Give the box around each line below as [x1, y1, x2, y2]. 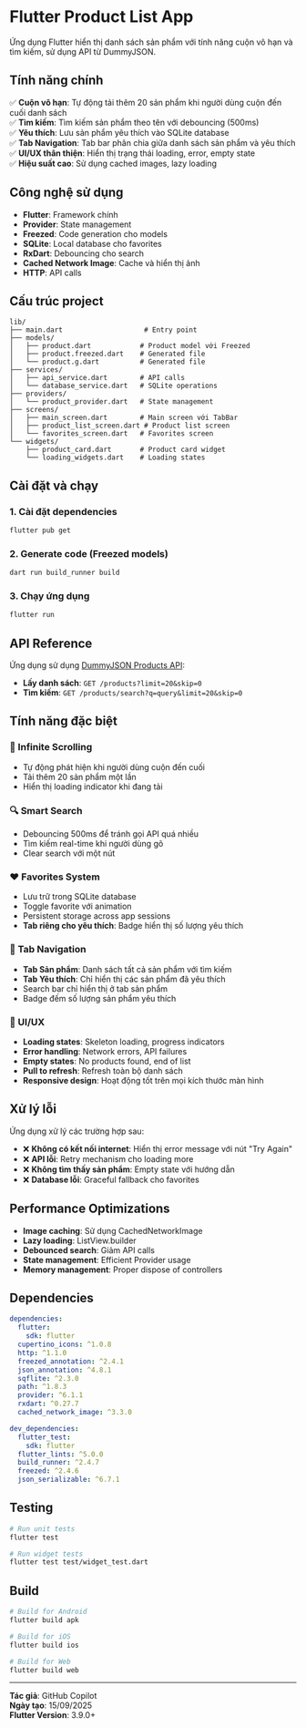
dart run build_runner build [9, 568, 120, 578]
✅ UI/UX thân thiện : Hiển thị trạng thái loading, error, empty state [9, 148, 256, 159]
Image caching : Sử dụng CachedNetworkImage [22, 1225, 203, 1236]
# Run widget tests [9, 1549, 84, 1558]
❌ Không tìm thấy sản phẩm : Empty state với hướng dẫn [22, 1164, 235, 1175]
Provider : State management [22, 219, 132, 230]
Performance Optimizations [9, 1201, 170, 1217]
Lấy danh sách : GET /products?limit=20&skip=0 [22, 677, 202, 689]
